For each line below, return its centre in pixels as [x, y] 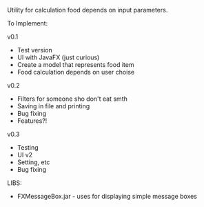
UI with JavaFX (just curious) [58, 57]
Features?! [32, 121]
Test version [35, 50]
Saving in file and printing [53, 106]
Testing [28, 147]
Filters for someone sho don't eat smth [72, 99]
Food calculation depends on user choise [76, 72]
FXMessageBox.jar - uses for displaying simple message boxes [107, 196]
